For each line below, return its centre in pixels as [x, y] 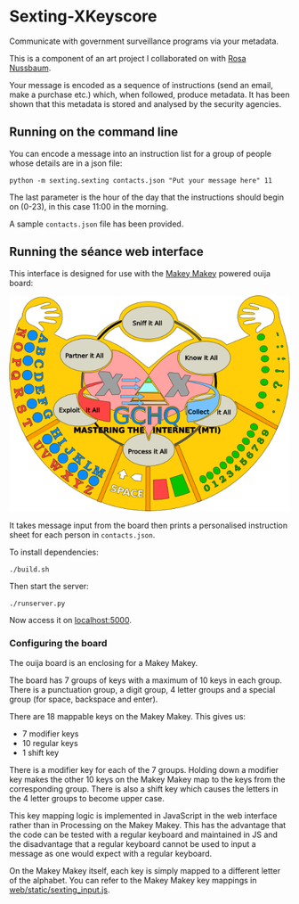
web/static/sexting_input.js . [60, 890]
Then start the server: [49, 587]
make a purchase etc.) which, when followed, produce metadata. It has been [149, 95]
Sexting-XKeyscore [83, 16]
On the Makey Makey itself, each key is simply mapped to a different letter [145, 870]
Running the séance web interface [106, 252]
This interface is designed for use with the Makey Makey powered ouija [140, 273]
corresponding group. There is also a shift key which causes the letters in [144, 789]
